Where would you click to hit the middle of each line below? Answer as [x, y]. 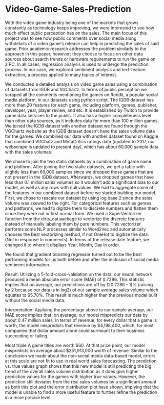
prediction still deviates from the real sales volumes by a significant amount [81, 381]
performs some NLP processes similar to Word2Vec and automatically [76, 229]
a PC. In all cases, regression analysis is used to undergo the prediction [77, 64]
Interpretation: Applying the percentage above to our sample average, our [79, 309]
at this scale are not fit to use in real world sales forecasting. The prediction [81, 361]
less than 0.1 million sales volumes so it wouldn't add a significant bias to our [82, 182]
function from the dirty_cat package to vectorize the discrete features [75, 219]
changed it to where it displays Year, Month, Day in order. [63, 245]
